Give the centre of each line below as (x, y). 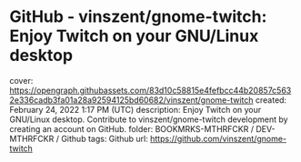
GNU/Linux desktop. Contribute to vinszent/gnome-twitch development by (149, 119)
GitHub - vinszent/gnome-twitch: (138, 17)
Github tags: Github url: (104, 138)
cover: (21, 80)
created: (271, 100)
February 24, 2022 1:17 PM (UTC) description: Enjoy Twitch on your (135, 109)
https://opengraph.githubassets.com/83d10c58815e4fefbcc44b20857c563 (150, 90)
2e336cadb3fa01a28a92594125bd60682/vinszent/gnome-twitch (131, 100)
